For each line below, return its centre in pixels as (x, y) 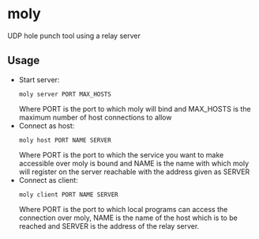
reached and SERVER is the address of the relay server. (109, 226)
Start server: (39, 79)
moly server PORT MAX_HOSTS (65, 94)
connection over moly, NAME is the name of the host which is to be (128, 218)
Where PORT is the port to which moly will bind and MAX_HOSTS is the (135, 108)
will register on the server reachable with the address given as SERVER (134, 172)
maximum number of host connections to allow (95, 117)
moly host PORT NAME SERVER (65, 140)
